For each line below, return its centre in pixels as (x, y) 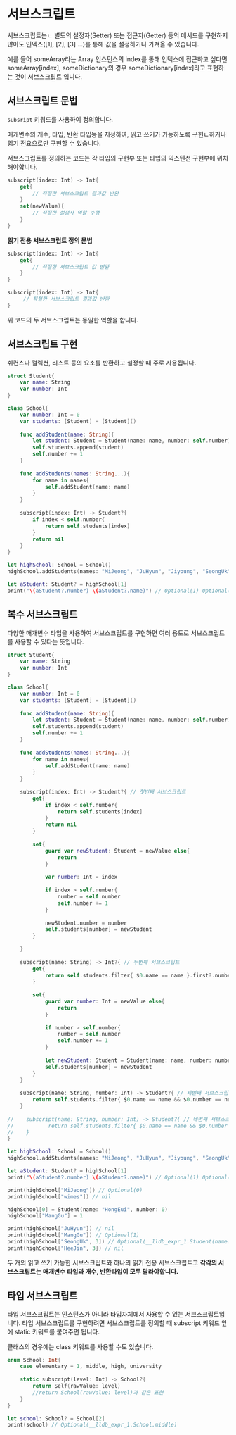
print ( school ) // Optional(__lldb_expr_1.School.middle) (92, 1425)
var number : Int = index (81, 877)
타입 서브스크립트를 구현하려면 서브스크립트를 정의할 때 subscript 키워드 (121, 1323)
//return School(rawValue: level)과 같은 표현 (98, 1392)
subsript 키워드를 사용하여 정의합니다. (60, 119)
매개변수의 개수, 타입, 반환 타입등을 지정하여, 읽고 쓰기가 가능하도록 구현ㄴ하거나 (117, 134)
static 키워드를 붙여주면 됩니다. (57, 1331)
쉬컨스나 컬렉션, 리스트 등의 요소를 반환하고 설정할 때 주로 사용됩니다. (102, 363)
